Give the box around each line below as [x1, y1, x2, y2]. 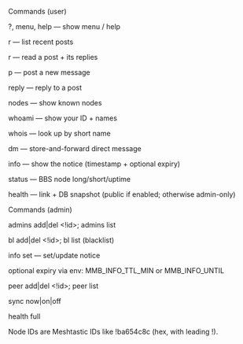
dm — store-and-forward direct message [8, 144, 142, 153]
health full [8, 312, 41, 321]
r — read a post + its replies [8, 53, 98, 61]
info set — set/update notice [8, 251, 101, 260]
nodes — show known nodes [8, 98, 102, 107]
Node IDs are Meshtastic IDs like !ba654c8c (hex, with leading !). [8, 327, 219, 336]
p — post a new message [8, 68, 90, 77]
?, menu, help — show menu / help [8, 22, 120, 31]
